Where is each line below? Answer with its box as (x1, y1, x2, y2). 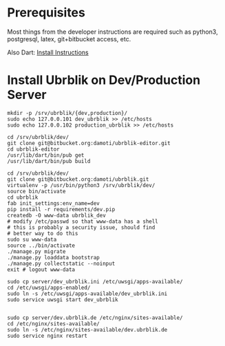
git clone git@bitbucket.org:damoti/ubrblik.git (7, 175, 149, 183)
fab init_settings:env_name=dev (7, 199, 100, 207)
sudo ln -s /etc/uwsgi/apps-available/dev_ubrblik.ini (7, 290, 168, 297)
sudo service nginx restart (7, 332, 88, 339)
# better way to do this (7, 230, 78, 237)
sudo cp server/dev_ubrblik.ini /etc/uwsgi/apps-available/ (7, 278, 184, 285)
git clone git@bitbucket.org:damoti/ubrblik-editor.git (7, 140, 171, 147)
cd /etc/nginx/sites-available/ (7, 320, 100, 327)
